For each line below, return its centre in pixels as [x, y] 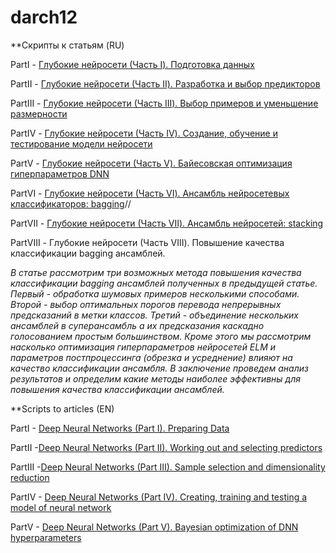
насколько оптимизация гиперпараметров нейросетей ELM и [143, 347]
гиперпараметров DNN [60, 173]
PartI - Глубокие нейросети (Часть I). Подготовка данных [132, 64]
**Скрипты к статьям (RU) [67, 45]
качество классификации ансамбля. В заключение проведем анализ [159, 368]
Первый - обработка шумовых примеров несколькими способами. [155, 293]
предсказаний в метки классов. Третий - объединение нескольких [154, 315]
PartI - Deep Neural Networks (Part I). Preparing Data [120, 428]
